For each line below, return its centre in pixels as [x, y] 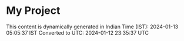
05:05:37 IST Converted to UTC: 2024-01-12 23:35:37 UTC [77, 32]
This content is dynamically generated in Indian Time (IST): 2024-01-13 [92, 27]
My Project [33, 11]
